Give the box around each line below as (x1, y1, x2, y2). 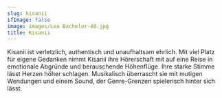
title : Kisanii (7, 29, 51, 36)
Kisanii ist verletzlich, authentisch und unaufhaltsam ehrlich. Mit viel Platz (7, 48, 215, 56)
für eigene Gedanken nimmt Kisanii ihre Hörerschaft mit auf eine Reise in (7, 56, 213, 64)
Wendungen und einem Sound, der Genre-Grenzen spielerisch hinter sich (7, 77, 215, 86)
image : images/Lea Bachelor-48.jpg (7, 23, 109, 29)
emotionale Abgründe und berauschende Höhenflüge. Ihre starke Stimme (7, 62, 215, 71)
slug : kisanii (7, 10, 48, 17)
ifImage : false (7, 16, 51, 23)
